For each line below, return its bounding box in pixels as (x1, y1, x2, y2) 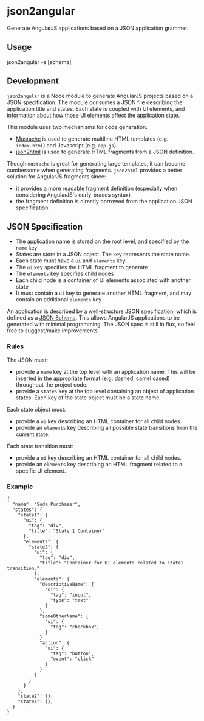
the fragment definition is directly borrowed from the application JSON (15, 197, 193, 205)
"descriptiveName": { (39, 581, 95, 587)
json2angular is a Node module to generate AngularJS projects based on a (7, 92, 194, 99)
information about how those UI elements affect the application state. (7, 111, 180, 119)
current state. (15, 431, 50, 438)
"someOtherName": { (39, 613, 89, 619)
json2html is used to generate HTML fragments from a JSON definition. (15, 148, 194, 155)
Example (7, 482, 33, 491)
